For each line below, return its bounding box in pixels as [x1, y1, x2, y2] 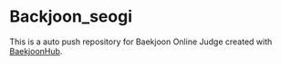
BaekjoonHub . [9, 45, 63, 56]
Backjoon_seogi [9, 6, 133, 27]
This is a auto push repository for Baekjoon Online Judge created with [9, 36, 273, 47]
